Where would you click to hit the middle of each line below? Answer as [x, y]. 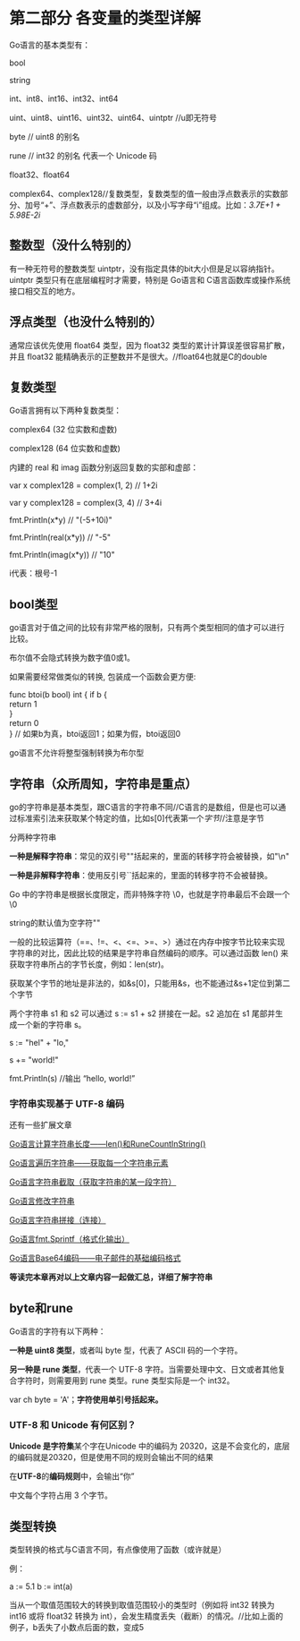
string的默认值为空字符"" [55, 923]
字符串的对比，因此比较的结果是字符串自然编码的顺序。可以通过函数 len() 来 [149, 953]
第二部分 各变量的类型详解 [105, 18]
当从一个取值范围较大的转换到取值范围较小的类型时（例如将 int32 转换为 [142, 1605]
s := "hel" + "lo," [39, 1043]
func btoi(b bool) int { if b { [58, 695]
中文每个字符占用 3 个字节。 [61, 1495]
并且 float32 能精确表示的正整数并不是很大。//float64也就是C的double [138, 356]
